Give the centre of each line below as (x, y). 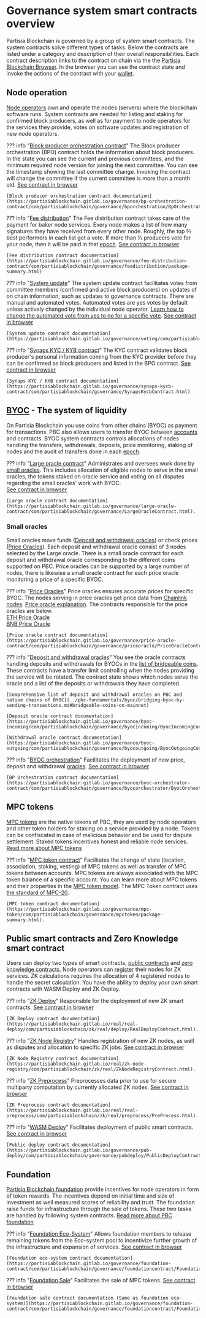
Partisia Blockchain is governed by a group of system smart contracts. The (101, 41)
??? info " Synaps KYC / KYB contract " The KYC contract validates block (97, 350)
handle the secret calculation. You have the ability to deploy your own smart (102, 983)
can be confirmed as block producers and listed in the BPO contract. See (99, 363)
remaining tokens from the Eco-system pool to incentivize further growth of (102, 1241)
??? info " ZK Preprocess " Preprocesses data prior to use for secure (91, 1081)
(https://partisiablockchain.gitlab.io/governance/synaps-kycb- (90, 386)
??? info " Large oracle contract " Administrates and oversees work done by (101, 463)
